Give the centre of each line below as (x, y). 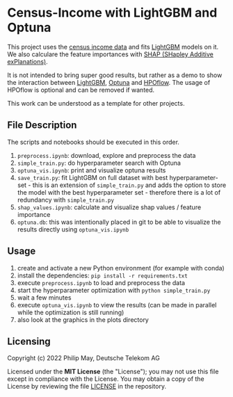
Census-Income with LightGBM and (112, 13)
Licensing (29, 341)
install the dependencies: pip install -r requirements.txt (102, 275)
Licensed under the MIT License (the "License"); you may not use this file (113, 372)
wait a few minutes (44, 298)
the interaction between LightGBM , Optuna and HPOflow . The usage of (109, 82)
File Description (42, 125)
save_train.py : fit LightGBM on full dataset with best (93, 177)
